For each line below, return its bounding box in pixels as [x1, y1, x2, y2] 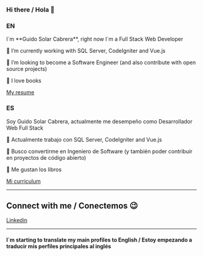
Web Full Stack [6, 124, 43, 131]
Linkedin [6, 217, 28, 224]
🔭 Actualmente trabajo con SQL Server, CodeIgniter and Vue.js [6, 136, 162, 143]
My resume [6, 89, 34, 96]
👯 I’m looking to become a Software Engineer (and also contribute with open [6, 59, 196, 66]
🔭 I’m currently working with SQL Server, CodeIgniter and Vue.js [6, 47, 166, 54]
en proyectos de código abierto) [6, 154, 86, 161]
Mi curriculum [6, 177, 41, 185]
